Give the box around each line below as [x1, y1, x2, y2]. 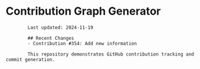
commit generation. [5, 56, 55, 62]
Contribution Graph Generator [5, 4, 161, 18]
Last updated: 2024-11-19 [27, 24, 94, 31]
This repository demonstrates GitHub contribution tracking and [27, 51, 195, 57]
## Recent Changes [27, 35, 74, 41]
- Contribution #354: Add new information [27, 40, 137, 46]
